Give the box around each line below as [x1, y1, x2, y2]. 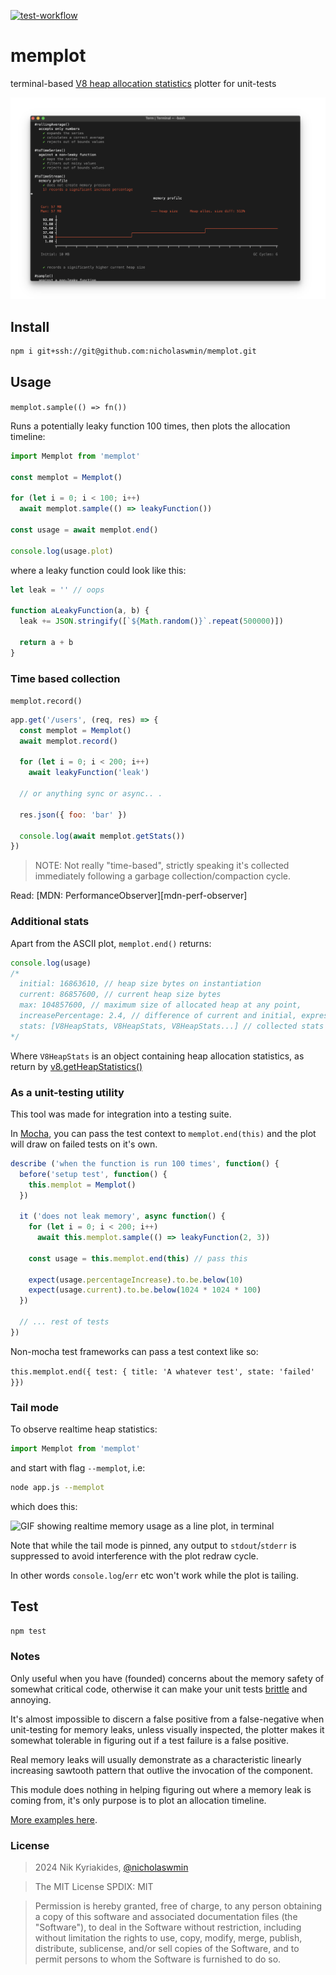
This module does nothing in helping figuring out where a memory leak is [10, 1783, 312, 1795]
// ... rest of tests [19, 1317, 110, 1327]
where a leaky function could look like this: [10, 564, 187, 576]
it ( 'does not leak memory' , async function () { [19, 1211, 226, 1222]
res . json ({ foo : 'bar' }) [19, 810, 128, 820]
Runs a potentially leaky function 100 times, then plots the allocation [10, 420, 291, 432]
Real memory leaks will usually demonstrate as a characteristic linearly [10, 1753, 302, 1765]
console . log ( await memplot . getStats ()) [19, 831, 186, 841]
